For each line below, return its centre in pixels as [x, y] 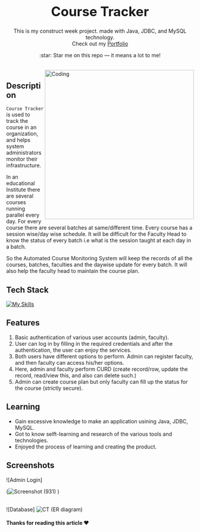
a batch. [16, 247]
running [16, 209]
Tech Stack [27, 290]
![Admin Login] [24, 479]
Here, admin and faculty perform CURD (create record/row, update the [101, 369]
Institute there [23, 190]
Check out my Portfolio [100, 44]
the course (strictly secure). [49, 388]
